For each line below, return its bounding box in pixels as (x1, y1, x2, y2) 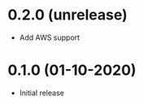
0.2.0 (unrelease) (7, 6, 128, 24)
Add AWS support (19, 32, 81, 42)
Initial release (19, 88, 64, 97)
